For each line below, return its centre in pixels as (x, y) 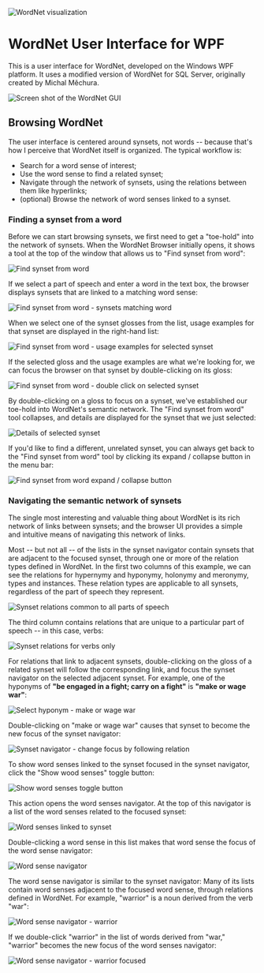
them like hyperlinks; (53, 190)
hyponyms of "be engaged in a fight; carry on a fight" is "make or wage (127, 687)
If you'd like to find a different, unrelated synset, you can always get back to (131, 448)
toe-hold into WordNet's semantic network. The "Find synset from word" (126, 410)
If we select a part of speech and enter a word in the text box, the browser (129, 284)
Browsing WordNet (56, 123)
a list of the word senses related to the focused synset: (97, 812)
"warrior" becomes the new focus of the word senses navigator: (112, 945)
